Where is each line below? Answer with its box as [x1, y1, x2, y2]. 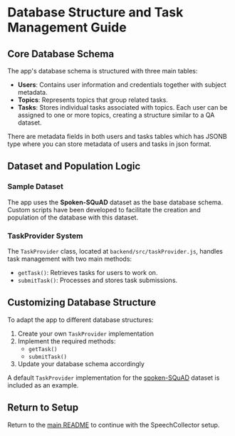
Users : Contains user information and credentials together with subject [17, 81, 226, 89]
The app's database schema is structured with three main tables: [7, 67, 198, 75]
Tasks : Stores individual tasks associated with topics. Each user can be [17, 103, 228, 111]
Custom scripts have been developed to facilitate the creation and [7, 205, 201, 214]
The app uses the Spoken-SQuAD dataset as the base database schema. [7, 197, 223, 207]
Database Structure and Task [7, 4, 184, 21]
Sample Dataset [7, 182, 64, 192]
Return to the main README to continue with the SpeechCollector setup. [7, 420, 220, 429]
